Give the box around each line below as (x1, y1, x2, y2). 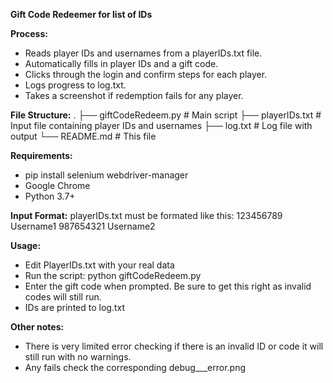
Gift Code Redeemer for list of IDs (10, 9, 153, 20)
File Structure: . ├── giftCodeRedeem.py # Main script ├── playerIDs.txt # (10, 109, 322, 121)
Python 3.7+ (24, 190, 76, 202)
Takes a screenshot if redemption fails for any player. (24, 90, 244, 101)
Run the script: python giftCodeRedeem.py (24, 270, 202, 281)
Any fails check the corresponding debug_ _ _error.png (24, 362, 247, 373)
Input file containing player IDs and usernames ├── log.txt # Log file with (10, 120, 313, 131)
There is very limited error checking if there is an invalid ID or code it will (24, 340, 324, 352)
